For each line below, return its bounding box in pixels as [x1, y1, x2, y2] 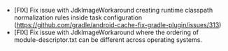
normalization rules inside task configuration [13, 13, 142, 22]
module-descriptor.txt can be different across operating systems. [13, 36, 203, 44]
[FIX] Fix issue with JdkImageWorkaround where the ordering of [13, 28, 199, 36]
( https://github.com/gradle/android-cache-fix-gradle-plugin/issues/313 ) [13, 21, 222, 29]
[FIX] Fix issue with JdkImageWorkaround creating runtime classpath [13, 6, 213, 14]
